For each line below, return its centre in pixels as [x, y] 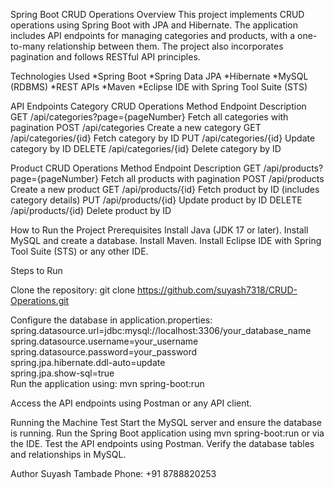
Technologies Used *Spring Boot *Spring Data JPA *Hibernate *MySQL [159, 76]
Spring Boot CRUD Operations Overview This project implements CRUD [157, 14]
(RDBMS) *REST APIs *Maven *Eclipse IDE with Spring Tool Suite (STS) [159, 87]
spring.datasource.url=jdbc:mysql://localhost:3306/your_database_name [161, 330]
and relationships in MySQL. [68, 454]
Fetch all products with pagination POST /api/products [212, 178]
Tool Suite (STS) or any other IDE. [79, 251]
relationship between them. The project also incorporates [165, 46]
